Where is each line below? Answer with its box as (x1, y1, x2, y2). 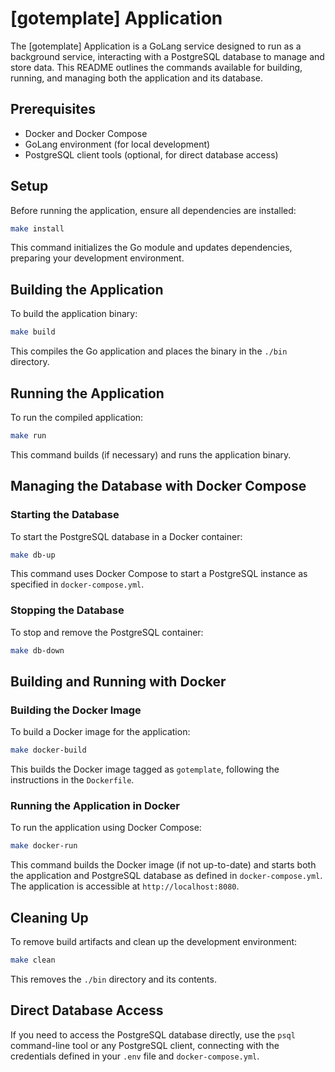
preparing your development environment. (10, 252, 185, 264)
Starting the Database (10, 508, 120, 522)
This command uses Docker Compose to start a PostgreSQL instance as (10, 568, 308, 580)
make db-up (10, 550, 56, 560)
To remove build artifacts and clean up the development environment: (10, 936, 298, 948)
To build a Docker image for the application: (10, 726, 191, 738)
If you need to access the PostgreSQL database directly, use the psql (10, 1028, 296, 1041)
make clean (10, 955, 56, 966)
